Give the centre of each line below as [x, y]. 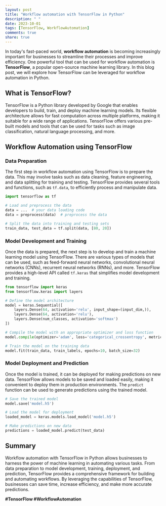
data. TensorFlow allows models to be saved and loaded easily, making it [79, 379]
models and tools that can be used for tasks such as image [75, 126]
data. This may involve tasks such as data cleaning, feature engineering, [79, 177]
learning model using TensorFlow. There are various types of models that [80, 257]
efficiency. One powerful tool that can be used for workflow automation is [80, 62]
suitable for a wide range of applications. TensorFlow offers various [74, 121]
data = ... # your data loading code [45, 210]
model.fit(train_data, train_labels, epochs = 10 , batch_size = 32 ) [73, 351]
